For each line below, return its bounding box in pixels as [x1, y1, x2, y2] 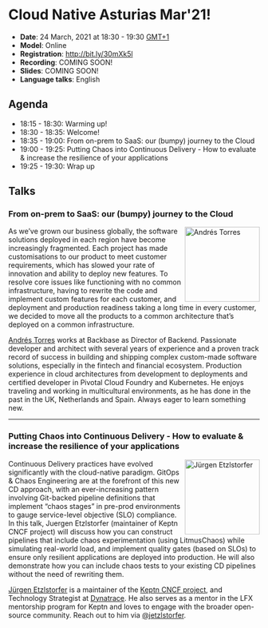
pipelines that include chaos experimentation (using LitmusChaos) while [8, 535, 245, 545]
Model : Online [19, 40, 67, 50]
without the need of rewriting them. [8, 569, 124, 578]
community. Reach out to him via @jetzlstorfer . [33, 610, 187, 620]
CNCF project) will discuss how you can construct [8, 527, 173, 536]
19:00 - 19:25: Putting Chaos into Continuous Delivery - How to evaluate [19, 144, 257, 153]
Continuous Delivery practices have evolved [8, 459, 153, 468]
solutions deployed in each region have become [8, 235, 166, 244]
